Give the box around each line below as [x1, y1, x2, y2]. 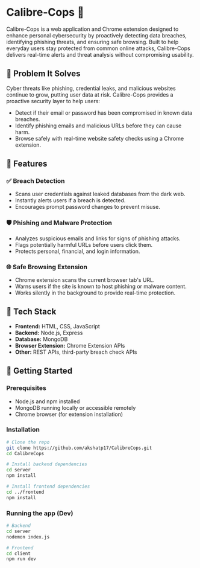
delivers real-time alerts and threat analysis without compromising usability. [6, 51, 194, 58]
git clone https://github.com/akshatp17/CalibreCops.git [6, 445, 152, 451]
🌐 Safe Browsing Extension [6, 263, 87, 271]
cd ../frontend [6, 489, 45, 495]
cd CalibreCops [6, 450, 45, 456]
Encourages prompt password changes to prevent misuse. [14, 203, 161, 211]
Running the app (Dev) [6, 509, 73, 517]
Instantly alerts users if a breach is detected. [14, 197, 126, 204]
